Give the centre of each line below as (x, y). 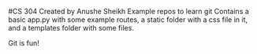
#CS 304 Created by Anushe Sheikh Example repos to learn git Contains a (129, 11)
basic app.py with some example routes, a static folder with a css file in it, (128, 20)
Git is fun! (24, 43)
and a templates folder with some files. (71, 28)
